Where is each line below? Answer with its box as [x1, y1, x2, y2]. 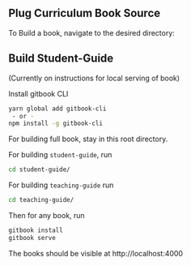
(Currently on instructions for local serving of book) [8, 73, 180, 83]
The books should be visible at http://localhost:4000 [8, 248, 184, 258]
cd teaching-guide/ [8, 196, 74, 204]
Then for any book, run [8, 211, 85, 220]
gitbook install [8, 226, 63, 234]
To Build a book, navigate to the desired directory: [8, 28, 176, 37]
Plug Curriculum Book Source [8, 6, 161, 20]
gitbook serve [8, 234, 57, 242]
